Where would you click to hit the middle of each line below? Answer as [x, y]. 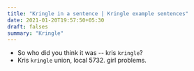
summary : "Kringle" [36, 33]
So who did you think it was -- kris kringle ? [80, 53]
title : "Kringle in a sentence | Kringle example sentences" [98, 14]
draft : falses [28, 26]
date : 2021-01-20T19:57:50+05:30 [56, 20]
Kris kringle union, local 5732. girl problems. [82, 61]
